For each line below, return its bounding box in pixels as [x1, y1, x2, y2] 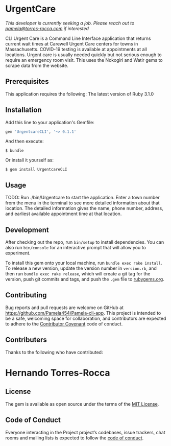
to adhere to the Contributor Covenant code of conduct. [5, 320, 123, 327]
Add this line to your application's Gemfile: [5, 119, 94, 125]
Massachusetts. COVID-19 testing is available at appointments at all [5, 46, 147, 52]
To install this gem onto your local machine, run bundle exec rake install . [5, 260, 162, 266]
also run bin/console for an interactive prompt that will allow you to [5, 245, 146, 251]
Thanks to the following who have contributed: [5, 349, 103, 355]
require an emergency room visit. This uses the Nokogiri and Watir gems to [5, 57, 163, 63]
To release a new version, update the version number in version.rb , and [5, 265, 157, 271]
